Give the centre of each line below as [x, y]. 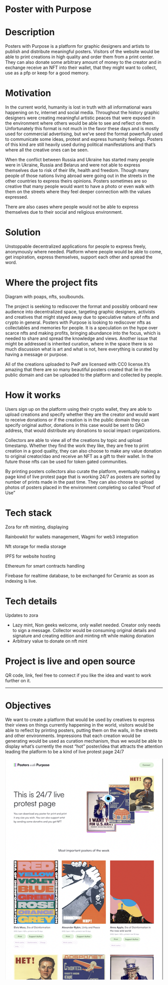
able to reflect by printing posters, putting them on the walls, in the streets [81, 730]
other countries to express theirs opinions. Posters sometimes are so [76, 181]
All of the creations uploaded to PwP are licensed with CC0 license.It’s [77, 364]
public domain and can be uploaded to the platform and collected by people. [84, 375]
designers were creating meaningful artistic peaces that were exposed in [80, 118]
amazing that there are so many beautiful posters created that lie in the [78, 369]
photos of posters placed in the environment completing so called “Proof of [83, 487]
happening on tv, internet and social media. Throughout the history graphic [82, 113]
